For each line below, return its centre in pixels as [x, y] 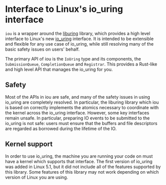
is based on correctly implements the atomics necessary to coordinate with [82, 107]
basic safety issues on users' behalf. [42, 49]
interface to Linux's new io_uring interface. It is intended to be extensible [79, 39]
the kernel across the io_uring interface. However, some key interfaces [77, 113]
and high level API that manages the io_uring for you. [59, 69]
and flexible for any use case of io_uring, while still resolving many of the [79, 44]
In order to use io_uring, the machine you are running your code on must [79, 156]
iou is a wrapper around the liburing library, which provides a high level [78, 33]
